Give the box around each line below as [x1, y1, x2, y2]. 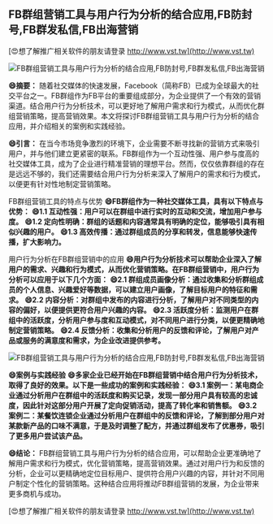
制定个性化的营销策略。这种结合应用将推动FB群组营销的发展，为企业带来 [15, 479, 260, 488]
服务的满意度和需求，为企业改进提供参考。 [22, 336, 165, 345]
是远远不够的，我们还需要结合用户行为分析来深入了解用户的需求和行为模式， [8, 169, 265, 179]
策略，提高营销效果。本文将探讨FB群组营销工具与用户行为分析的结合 [29, 110, 260, 120]
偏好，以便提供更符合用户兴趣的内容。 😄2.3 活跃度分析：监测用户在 [22, 305, 252, 314]
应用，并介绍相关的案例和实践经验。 [8, 121, 130, 131]
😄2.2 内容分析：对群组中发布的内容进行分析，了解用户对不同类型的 [24, 295, 252, 305]
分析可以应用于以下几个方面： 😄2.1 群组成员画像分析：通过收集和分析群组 [8, 275, 258, 284]
